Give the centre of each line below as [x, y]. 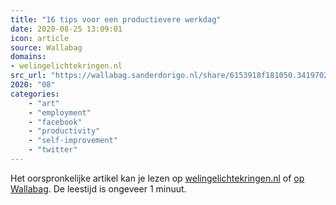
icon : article [40, 38]
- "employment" [60, 112]
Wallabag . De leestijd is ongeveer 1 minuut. [98, 188]
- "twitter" [53, 150]
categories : [35, 94]
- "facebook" [55, 122]
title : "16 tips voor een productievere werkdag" [116, 19]
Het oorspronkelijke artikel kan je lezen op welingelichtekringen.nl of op [157, 178]
